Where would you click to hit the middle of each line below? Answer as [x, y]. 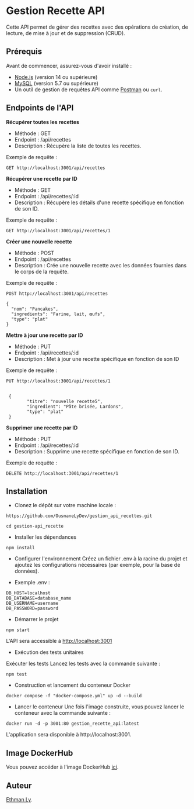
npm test [17, 674]
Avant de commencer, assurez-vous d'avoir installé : [69, 66]
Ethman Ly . [19, 799]
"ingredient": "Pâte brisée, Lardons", [75, 407]
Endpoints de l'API [40, 108]
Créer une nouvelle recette [39, 242]
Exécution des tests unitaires [49, 652]
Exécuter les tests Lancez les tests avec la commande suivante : [83, 664]
